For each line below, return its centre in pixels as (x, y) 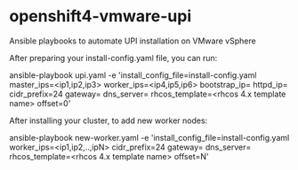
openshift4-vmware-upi (101, 16)
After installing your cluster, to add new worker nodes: (109, 120)
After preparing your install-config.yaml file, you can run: (113, 58)
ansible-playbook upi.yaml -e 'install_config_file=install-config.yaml (133, 75)
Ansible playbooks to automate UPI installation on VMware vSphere (133, 41)
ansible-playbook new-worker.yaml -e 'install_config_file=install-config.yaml (149, 137)
